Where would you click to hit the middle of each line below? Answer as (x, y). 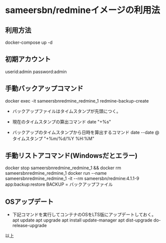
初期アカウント (28, 60)
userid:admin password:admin (36, 71)
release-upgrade (29, 226)
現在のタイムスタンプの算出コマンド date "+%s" (62, 121)
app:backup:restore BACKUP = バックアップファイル (59, 184)
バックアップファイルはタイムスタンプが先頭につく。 (67, 111)
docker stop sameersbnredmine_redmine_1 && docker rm (63, 168)
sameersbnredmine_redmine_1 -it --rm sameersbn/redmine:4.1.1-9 (72, 179)
